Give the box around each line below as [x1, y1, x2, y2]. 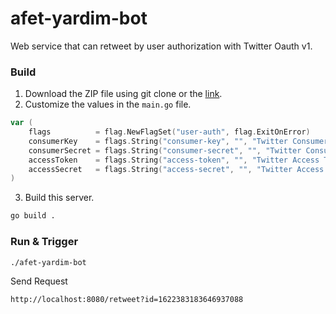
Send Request [10, 275, 68, 287]
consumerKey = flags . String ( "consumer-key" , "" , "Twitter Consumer [28, 136, 329, 146]
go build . [10, 211, 56, 221]
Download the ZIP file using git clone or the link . [24, 88, 223, 100]
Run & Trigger [10, 235, 79, 249]
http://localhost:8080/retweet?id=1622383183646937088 [10, 294, 244, 304]
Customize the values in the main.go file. [24, 98, 192, 111]
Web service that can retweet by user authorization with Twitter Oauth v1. [10, 40, 313, 52]
